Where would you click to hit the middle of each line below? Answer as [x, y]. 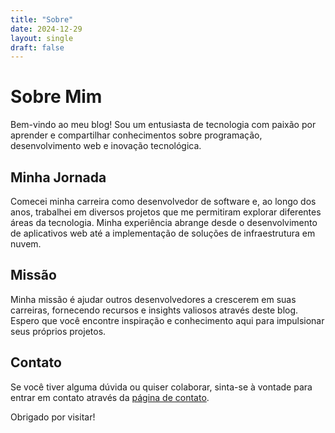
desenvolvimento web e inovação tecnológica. [106, 146]
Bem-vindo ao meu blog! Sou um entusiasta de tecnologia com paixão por [163, 125]
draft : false [37, 47]
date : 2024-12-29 [46, 29]
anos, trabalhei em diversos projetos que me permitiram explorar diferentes [166, 212]
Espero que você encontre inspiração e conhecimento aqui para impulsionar [167, 320]
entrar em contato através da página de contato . [110, 397]
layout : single [42, 38]
